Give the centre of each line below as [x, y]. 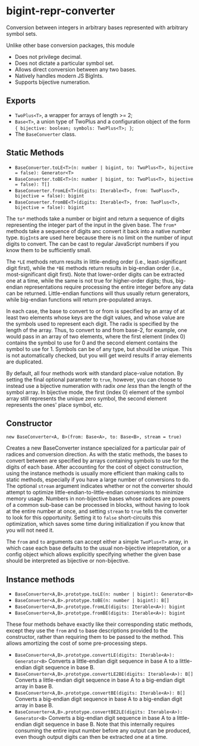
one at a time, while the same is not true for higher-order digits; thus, [90, 280]
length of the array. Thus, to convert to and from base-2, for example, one [97, 330]
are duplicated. [25, 362]
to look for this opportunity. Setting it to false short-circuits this [84, 518]
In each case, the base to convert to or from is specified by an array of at [96, 311]
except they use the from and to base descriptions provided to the [87, 631]
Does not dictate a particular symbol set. [64, 63]
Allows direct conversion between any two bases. [75, 69]
